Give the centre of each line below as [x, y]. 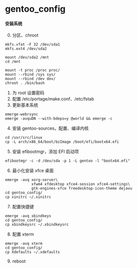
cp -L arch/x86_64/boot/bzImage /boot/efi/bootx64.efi [62, 142]
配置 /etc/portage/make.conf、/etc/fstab [53, 99]
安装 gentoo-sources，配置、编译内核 [50, 128]
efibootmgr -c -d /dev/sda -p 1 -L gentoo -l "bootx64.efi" [68, 161]
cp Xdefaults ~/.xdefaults [33, 252]
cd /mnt [13, 62]
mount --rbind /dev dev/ [30, 79]
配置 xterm [23, 234]
